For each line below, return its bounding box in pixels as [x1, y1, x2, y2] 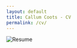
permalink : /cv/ [6, 20, 47, 25]
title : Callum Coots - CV [6, 14, 71, 20]
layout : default [6, 8, 47, 15]
